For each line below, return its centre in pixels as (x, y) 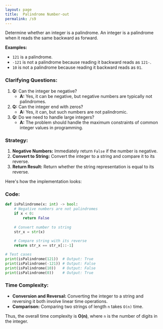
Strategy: (16, 140)
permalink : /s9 (21, 19)
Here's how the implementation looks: (44, 181)
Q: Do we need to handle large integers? (53, 117)
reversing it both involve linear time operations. (60, 301)
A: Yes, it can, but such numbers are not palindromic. (74, 112)
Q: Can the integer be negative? (45, 91)
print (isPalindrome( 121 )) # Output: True (49, 259)
